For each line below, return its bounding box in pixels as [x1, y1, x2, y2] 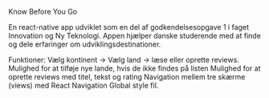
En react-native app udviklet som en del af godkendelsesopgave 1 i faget [8, 22, 250, 31]
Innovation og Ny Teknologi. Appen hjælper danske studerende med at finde [8, 31, 261, 40]
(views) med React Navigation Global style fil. [8, 80, 159, 90]
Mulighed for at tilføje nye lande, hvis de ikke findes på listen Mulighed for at [8, 63, 261, 73]
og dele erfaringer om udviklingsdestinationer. [8, 39, 161, 49]
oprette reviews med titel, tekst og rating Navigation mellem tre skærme [8, 72, 246, 81]
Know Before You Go [8, 7, 78, 16]
